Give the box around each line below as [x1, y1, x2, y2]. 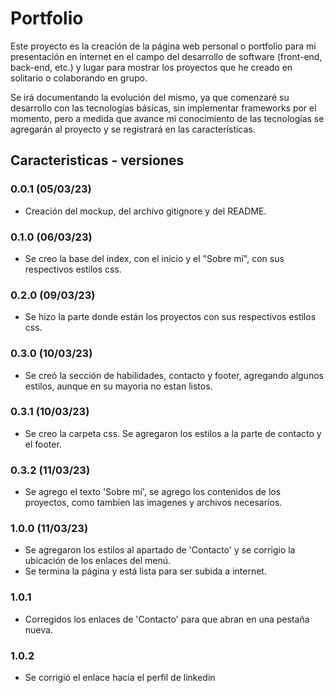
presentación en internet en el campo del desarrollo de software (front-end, [10, 50, 323, 62]
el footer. [24, 438, 62, 450]
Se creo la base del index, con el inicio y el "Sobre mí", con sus [24, 252, 285, 264]
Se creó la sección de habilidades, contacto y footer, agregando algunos [24, 369, 324, 381]
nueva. [24, 623, 53, 636]
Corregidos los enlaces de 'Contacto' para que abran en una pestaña [24, 613, 310, 625]
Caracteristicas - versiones [10, 152, 185, 169]
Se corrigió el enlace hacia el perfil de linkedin [24, 672, 216, 683]
